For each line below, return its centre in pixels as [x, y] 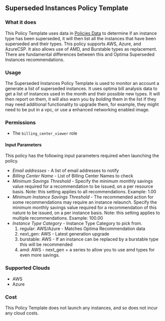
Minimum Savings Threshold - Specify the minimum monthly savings [82, 181]
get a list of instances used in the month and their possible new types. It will [82, 93]
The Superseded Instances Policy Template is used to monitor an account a [82, 83]
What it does [21, 22]
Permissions [21, 122]
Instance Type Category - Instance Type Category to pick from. [77, 224]
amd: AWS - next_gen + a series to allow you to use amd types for [87, 250]
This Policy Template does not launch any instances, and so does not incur [82, 308]
